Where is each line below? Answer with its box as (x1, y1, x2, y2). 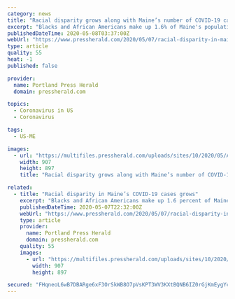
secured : (7, 281, 33, 288)
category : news (7, 10, 52, 18)
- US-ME (13, 132, 36, 140)
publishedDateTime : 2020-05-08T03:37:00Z (7, 29, 130, 37)
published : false (7, 62, 58, 69)
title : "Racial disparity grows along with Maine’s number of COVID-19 (7, 17, 220, 24)
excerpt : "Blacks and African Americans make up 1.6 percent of (20, 197, 211, 204)
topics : (7, 101, 30, 108)
